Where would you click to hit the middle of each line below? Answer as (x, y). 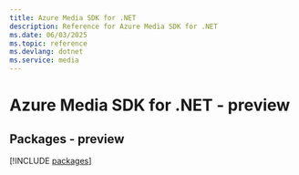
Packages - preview (67, 139)
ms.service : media (44, 60)
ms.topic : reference (49, 43)
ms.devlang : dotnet (46, 52)
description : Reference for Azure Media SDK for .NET (114, 26)
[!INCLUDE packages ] (51, 161)
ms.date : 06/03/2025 (49, 35)
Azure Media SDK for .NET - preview (150, 105)
